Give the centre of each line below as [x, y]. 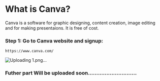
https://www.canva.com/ [30, 51]
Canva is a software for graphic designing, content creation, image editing [80, 23]
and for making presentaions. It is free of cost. [52, 28]
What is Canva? [38, 9]
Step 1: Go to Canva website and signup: [54, 40]
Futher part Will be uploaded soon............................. [71, 73]
